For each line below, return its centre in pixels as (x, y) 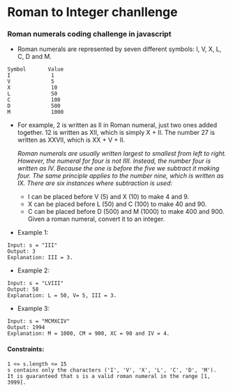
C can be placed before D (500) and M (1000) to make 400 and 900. (126, 212)
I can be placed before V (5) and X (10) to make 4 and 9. (108, 197)
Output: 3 (22, 252)
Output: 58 (23, 290)
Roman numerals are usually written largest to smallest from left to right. (122, 154)
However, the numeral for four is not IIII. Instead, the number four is (114, 161)
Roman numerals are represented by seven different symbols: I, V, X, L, (119, 49)
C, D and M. (35, 57)
